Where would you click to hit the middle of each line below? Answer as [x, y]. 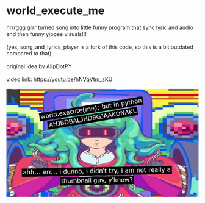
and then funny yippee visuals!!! [46, 34]
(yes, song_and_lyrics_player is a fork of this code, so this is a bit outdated [100, 47]
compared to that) [29, 53]
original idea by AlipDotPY [39, 66]
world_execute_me [56, 11]
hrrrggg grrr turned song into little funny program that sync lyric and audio [100, 27]
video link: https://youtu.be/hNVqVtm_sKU [59, 79]
